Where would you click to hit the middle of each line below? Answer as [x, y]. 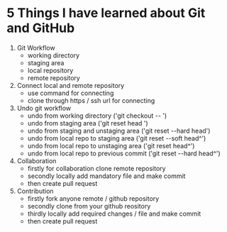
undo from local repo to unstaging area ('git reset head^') [111, 145]
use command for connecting [71, 93]
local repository [50, 70]
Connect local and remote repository [71, 85]
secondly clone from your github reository [89, 206]
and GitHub [41, 28]
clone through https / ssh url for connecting [91, 100]
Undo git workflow [44, 108]
